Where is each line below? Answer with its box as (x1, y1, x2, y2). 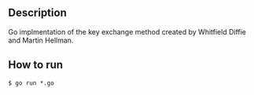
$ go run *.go (8, 79, 55, 87)
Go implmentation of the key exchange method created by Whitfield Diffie (8, 27, 246, 36)
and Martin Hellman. (8, 35, 74, 45)
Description (8, 6, 67, 20)
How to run (8, 58, 64, 71)
